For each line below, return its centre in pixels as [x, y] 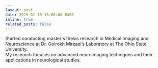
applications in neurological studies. [43, 60]
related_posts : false [28, 24]
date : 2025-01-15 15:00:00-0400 [39, 15]
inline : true [19, 19]
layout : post [19, 10]
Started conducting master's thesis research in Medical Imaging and [77, 39]
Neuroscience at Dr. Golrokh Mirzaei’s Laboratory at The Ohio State [76, 44]
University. [17, 49]
